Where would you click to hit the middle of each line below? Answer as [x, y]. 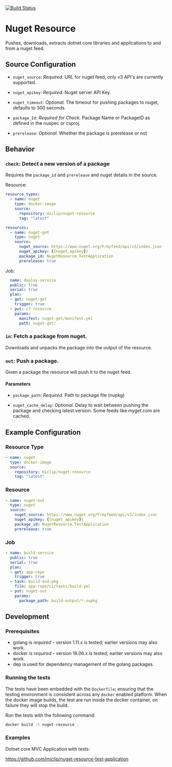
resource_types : [23, 194]
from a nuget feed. [25, 48]
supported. [24, 82]
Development [27, 617]
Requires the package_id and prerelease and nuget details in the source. [82, 175]
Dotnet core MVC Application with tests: [48, 749]
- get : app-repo [27, 572]
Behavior [20, 149]
